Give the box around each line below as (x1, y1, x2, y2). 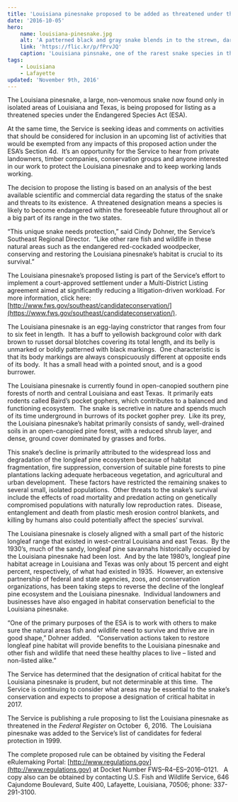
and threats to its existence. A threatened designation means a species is (7, 199, 223, 207)
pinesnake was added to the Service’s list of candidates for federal (7, 729, 202, 737)
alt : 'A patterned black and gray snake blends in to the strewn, (20, 37, 220, 44)
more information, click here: (7, 294, 91, 302)
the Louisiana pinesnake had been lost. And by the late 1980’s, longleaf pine (7, 552, 231, 561)
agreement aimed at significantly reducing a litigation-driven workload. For (7, 286, 225, 295)
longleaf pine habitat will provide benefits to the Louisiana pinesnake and (7, 641, 221, 650)
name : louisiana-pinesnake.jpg (20, 30, 113, 38)
